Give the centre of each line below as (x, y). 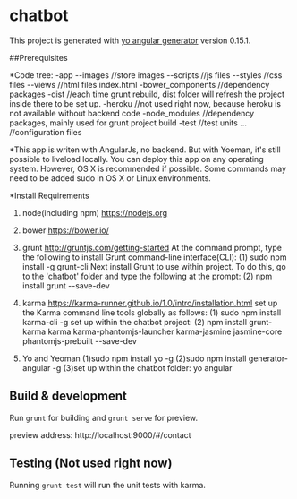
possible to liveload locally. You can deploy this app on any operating (136, 159)
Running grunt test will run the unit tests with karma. (107, 485)
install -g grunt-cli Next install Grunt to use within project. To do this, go (154, 266)
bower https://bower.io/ (65, 230)
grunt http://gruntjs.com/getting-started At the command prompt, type (152, 247)
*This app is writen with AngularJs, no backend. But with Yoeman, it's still (145, 150)
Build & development (68, 396)
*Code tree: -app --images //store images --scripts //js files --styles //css (146, 75)
